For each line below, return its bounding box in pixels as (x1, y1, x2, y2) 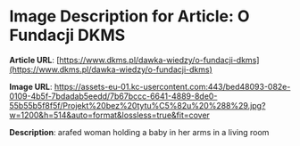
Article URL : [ (9, 54, 60, 65)
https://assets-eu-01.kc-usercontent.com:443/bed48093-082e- (54, 81, 291, 92)
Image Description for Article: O (9, 6, 250, 27)
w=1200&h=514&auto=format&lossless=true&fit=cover (9, 109, 210, 120)
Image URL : (9, 81, 53, 92)
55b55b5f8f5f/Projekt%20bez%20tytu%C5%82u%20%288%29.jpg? (9, 100, 266, 110)
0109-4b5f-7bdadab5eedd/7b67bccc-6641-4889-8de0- (9, 91, 218, 101)
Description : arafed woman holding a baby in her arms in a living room (9, 126, 270, 137)
